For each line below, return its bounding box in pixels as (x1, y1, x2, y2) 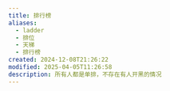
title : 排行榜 (8, 11, 52, 20)
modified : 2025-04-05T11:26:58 (8, 63, 113, 71)
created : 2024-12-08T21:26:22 (8, 56, 109, 64)
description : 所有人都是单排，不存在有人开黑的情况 (8, 70, 162, 78)
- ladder (15, 26, 45, 34)
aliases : (8, 19, 38, 27)
